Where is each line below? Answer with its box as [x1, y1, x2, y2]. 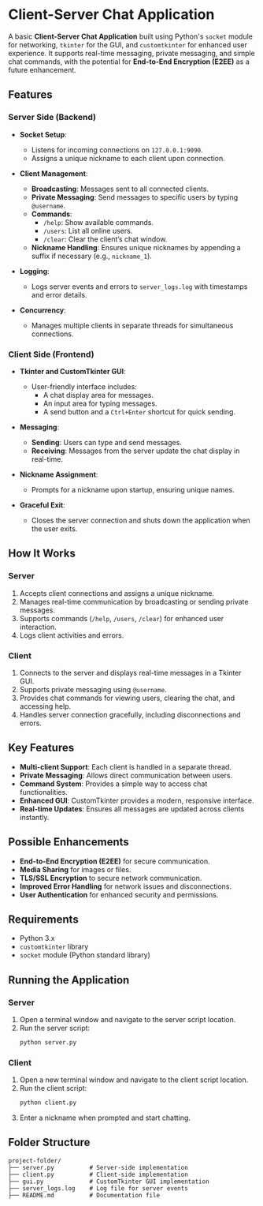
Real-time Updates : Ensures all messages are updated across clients [19, 803, 245, 814]
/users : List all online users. [43, 226, 133, 235]
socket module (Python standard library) [19, 950, 151, 960]
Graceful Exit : [19, 500, 65, 510]
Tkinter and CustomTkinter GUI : [19, 366, 126, 376]
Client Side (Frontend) [8, 349, 94, 360]
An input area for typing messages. [43, 399, 157, 408]
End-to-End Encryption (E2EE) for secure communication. [19, 856, 210, 866]
